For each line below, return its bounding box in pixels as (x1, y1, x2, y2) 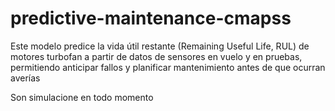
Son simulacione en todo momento (10, 91, 154, 103)
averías (10, 72, 41, 84)
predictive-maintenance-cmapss (10, 7, 292, 30)
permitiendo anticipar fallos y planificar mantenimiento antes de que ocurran (10, 61, 326, 73)
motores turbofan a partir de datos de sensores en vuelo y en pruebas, (10, 50, 303, 62)
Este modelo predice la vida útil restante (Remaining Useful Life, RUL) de (10, 40, 310, 52)
